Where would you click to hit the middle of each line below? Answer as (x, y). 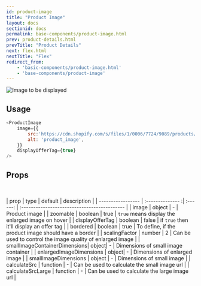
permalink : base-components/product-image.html (67, 34)
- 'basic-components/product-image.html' (69, 67)
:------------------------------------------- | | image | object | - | (99, 207)
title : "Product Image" (36, 17)
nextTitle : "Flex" (29, 56)
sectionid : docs (26, 28)
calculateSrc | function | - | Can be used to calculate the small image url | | (98, 265)
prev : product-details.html (41, 40)
